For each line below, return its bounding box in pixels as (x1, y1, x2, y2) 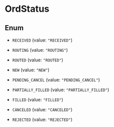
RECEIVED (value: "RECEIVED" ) (12, 37, 73, 43)
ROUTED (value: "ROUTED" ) (12, 57, 64, 63)
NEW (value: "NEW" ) (12, 67, 50, 73)
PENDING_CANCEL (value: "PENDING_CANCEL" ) (12, 77, 101, 82)
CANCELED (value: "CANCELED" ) (12, 107, 73, 113)
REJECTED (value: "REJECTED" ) (12, 116, 73, 122)
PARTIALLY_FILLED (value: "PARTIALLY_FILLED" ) (12, 87, 109, 93)
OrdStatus (5, 3, 50, 15)
